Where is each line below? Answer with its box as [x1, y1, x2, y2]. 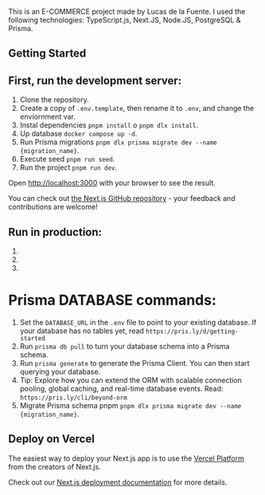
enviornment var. [19, 112, 76, 122]
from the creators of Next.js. [8, 462, 101, 471]
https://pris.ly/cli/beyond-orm [19, 394, 127, 402]
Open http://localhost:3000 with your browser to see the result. [8, 179, 216, 188]
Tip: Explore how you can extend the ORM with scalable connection [19, 375, 243, 385]
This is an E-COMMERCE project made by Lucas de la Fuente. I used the [8, 7, 246, 16]
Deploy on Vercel [8, 432, 95, 446]
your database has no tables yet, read [19, 326, 145, 336]
